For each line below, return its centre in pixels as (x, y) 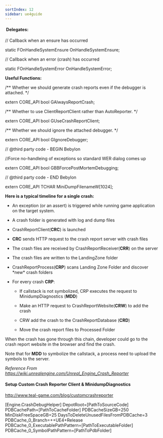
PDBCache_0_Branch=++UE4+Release (44, 420)
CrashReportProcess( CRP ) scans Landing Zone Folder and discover (80, 267)
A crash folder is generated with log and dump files (63, 220)
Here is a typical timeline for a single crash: (50, 196)
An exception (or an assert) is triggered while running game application (83, 205)
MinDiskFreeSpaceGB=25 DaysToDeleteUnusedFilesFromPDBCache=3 (76, 415)
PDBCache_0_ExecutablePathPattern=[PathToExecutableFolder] (69, 425)
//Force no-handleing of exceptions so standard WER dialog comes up (75, 158)
